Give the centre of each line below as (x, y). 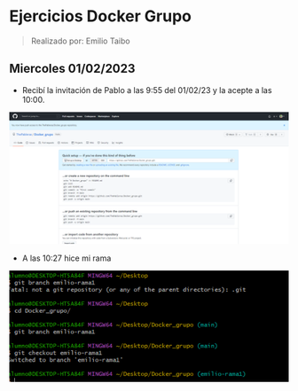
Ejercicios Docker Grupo (101, 16)
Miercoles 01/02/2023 (72, 69)
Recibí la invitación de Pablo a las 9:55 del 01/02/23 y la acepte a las (147, 90)
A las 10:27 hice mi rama (67, 258)
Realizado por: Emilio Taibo (80, 41)
